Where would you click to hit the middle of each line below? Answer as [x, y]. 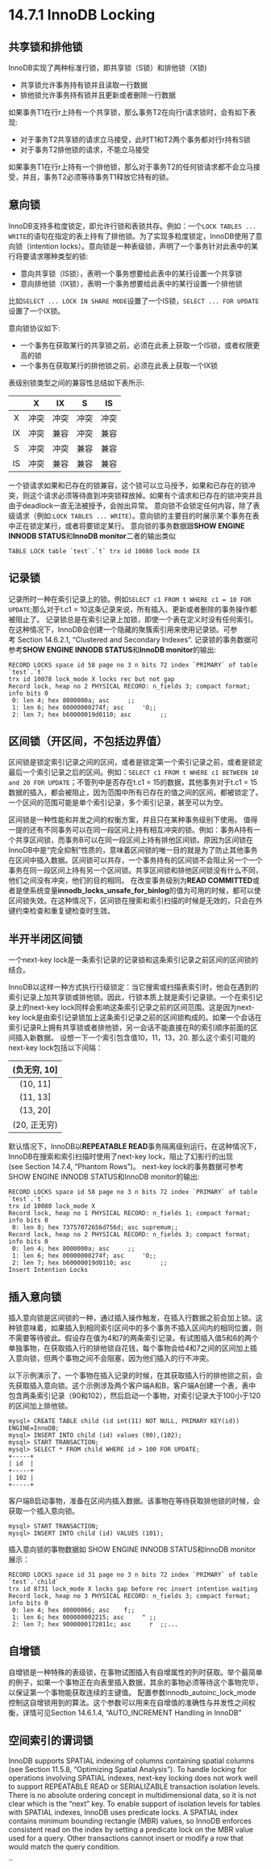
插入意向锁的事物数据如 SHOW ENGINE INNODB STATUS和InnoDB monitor [132, 1549]
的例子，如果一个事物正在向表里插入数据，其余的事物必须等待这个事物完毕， [135, 1682]
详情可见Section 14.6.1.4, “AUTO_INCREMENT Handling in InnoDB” [132, 1712]
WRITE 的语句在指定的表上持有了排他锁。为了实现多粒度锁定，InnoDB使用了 [132, 235]
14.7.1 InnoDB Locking [82, 15]
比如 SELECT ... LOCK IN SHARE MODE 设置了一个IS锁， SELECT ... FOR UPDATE [134, 300]
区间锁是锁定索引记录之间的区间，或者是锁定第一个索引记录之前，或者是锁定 [135, 762]
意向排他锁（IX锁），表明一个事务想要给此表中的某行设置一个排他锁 [131, 283]
